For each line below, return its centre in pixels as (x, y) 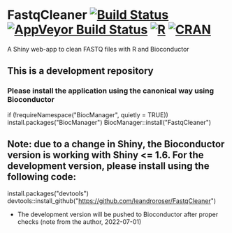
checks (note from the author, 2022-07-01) (79, 222)
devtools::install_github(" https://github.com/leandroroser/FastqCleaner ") (112, 201)
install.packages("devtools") (48, 194)
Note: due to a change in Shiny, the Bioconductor (116, 144)
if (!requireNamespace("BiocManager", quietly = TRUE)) (88, 114)
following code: (42, 177)
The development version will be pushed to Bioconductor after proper (118, 215)
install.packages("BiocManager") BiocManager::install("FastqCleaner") (109, 122)
